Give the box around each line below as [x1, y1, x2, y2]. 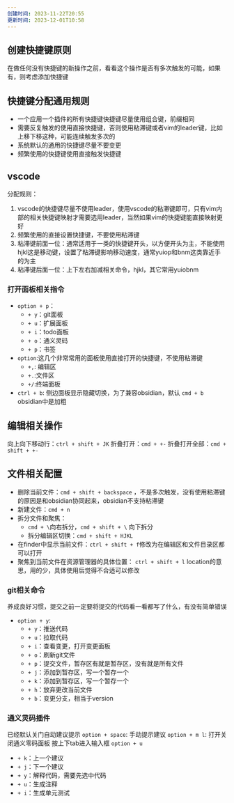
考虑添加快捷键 [25, 72, 68, 81]
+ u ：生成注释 [17, 780, 58, 788]
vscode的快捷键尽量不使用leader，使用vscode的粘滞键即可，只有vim [17, 204, 217, 212]
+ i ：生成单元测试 [17, 788, 70, 797]
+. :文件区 [27, 371, 54, 380]
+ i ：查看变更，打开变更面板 [27, 642, 111, 650]
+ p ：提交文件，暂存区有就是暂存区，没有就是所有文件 [27, 660, 185, 668]
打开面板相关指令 [7, 284, 65, 294]
